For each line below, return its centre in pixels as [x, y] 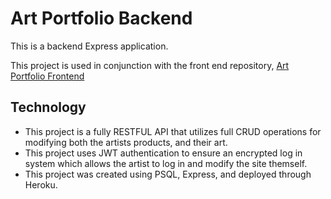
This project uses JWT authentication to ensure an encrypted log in [163, 153]
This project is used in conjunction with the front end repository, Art [150, 65]
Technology [48, 107]
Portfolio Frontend [47, 76]
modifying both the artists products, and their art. [126, 142]
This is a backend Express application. [89, 46]
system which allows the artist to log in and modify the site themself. [166, 163]
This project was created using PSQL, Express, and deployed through [168, 174]
